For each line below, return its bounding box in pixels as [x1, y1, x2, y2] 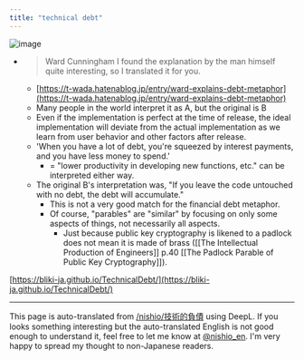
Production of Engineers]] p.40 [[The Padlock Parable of [62, 247, 274, 258]
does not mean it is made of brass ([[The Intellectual [62, 237, 259, 248]
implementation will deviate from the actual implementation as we [35, 122, 280, 132]
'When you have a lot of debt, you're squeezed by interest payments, [35, 141, 294, 151]
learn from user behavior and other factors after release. [35, 131, 247, 141]
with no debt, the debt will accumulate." [35, 189, 184, 199]
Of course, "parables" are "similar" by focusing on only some [49, 208, 278, 219]
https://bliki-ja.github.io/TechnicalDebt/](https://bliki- [12, 274, 210, 285]
